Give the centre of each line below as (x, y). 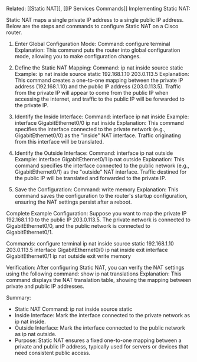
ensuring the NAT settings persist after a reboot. (73, 202)
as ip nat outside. (36, 334)
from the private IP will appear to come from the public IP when (91, 93)
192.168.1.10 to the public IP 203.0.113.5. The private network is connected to (98, 220)
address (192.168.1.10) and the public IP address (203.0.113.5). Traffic (98, 87)
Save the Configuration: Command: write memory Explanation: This (96, 190)
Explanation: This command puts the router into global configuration (97, 50)
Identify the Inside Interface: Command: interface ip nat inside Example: (102, 117)
